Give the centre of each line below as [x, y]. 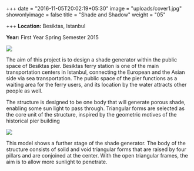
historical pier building [33, 121]
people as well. [24, 91]
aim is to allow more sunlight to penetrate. [57, 162]
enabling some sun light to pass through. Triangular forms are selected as [96, 108]
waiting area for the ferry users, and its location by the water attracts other [96, 85]
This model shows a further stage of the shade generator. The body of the [96, 143]
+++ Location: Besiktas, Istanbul [46, 26]
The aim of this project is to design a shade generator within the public [92, 60]
